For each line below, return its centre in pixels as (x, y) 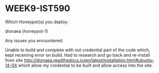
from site (14, 60)
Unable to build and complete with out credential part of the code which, (78, 50)
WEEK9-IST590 (38, 8)
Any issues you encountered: (34, 40)
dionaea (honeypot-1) (26, 31)
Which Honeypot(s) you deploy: (37, 22)
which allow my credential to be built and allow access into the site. (86, 65)
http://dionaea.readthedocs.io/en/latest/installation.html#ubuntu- (89, 60)
